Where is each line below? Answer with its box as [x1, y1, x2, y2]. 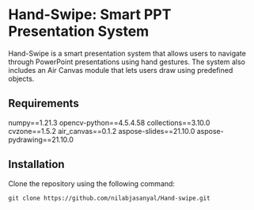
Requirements [8, 97, 79, 110]
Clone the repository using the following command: [8, 178, 176, 188]
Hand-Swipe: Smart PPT [8, 6, 172, 24]
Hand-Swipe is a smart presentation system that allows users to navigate [8, 48, 247, 58]
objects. [8, 74, 35, 83]
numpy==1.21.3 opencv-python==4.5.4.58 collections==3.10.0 [8, 117, 210, 128]
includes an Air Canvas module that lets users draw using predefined [8, 65, 233, 74]
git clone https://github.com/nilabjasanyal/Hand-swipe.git [8, 194, 211, 202]
